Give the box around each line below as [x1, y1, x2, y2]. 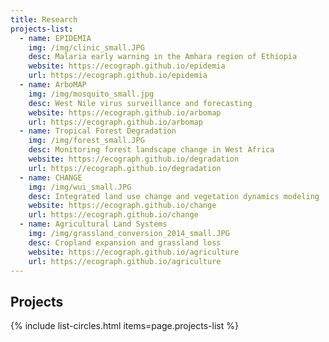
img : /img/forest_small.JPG [28, 136, 145, 146]
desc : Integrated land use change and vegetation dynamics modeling [28, 191, 320, 201]
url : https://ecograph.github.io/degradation [28, 163, 222, 173]
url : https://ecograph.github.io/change [28, 210, 199, 220]
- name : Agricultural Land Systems [19, 219, 168, 230]
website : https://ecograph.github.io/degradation [28, 154, 240, 164]
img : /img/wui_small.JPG [28, 182, 132, 192]
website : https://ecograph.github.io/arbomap [28, 107, 222, 118]
